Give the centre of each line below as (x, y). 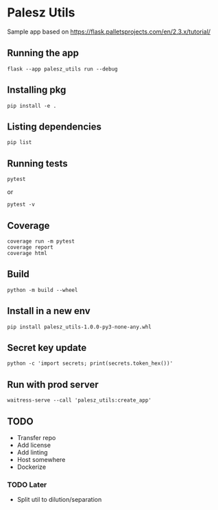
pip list (20, 143)
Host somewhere (41, 460)
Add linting (32, 452)
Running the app (43, 53)
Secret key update (47, 348)
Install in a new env (49, 311)
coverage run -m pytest (41, 241)
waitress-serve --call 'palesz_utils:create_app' (80, 400)
